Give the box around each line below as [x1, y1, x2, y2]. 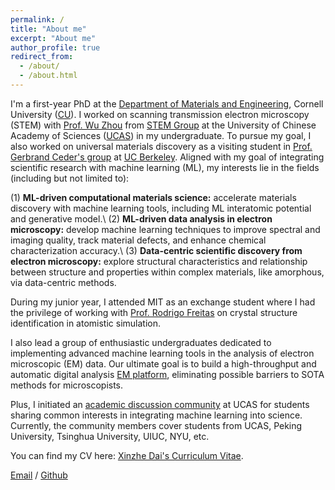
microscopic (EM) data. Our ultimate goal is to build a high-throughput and [10, 357, 317, 370]
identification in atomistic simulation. [10, 317, 162, 329]
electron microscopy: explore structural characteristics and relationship [10, 255, 308, 267]
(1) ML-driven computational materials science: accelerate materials [10, 191, 297, 203]
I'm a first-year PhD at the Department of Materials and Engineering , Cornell [10, 97, 324, 110]
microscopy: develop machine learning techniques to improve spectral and [10, 223, 321, 235]
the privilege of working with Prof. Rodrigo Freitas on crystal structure [10, 306, 298, 318]
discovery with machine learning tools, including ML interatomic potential [10, 202, 312, 214]
